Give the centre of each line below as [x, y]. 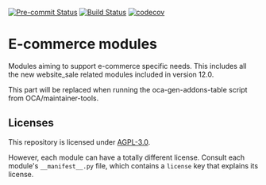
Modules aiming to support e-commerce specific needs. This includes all [127, 66]
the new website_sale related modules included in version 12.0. [111, 74]
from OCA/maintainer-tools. [54, 98]
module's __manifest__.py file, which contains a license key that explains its [133, 165]
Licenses [31, 123]
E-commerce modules [83, 44]
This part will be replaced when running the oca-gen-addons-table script [128, 89]
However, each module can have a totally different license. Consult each [127, 157]
